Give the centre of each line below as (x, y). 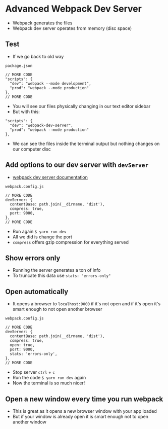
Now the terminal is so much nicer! (49, 383)
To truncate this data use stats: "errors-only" (62, 276)
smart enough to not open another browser (57, 309)
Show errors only (33, 258)
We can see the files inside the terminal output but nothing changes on (86, 144)
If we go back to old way (38, 56)
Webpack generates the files (42, 23)
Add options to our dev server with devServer (77, 165)
